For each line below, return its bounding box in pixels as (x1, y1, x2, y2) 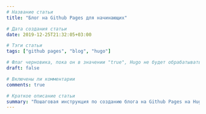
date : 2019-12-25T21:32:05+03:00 (6, 31, 92, 37)
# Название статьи (6, 9, 53, 15)
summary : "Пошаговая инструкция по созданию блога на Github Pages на (6, 99, 191, 105)
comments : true (6, 82, 45, 88)
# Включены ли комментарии (6, 76, 75, 82)
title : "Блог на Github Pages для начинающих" (6, 15, 128, 21)
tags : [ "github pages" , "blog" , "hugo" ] (6, 48, 112, 55)
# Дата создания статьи (6, 26, 67, 32)
